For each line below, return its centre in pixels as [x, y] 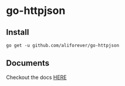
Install [18, 32]
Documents [28, 63]
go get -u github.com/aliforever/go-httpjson [62, 45]
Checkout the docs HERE [36, 77]
